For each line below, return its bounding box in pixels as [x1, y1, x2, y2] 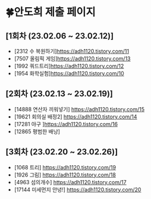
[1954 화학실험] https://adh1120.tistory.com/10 [14, 70, 124, 77]
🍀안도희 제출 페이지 [5, 5, 96, 19]
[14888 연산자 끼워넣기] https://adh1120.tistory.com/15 [14, 105, 145, 113]
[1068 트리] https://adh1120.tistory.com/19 [14, 163, 117, 171]
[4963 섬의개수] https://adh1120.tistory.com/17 [14, 178, 127, 185]
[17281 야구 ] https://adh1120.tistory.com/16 [14, 120, 118, 127]
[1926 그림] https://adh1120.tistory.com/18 [14, 171, 117, 178]
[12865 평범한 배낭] [14, 128, 61, 135]
